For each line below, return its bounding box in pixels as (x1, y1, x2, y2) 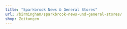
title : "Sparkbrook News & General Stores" (5, 7, 98, 12)
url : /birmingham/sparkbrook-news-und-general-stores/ (5, 12, 122, 17)
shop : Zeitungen (5, 16, 39, 21)
